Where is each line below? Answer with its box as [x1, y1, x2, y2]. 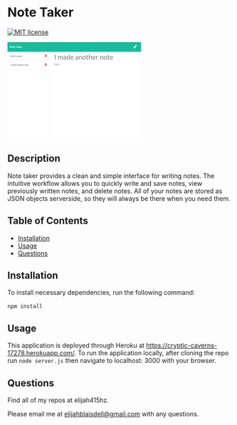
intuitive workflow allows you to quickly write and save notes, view [7, 179, 203, 187]
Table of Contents [7, 215, 89, 227]
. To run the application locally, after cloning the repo [74, 349, 229, 357]
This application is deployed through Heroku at [7, 341, 144, 350]
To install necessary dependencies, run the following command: [7, 288, 195, 297]
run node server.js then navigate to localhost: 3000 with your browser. [7, 357, 217, 365]
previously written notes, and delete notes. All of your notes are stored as [7, 187, 223, 195]
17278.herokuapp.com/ [7, 349, 75, 357]
